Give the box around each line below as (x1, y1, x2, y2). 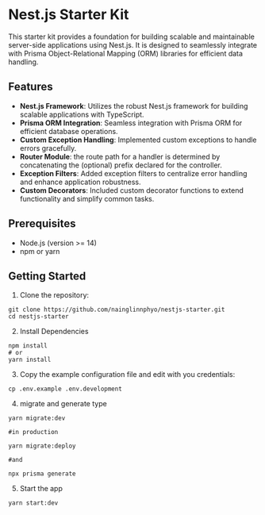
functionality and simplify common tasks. (19, 194, 155, 203)
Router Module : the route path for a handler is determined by (19, 152, 221, 161)
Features (8, 80, 53, 94)
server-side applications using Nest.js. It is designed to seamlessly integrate (8, 40, 258, 49)
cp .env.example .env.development (8, 385, 123, 394)
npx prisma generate (8, 470, 77, 478)
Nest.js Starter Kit (8, 6, 129, 24)
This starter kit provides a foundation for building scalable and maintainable (8, 32, 255, 41)
